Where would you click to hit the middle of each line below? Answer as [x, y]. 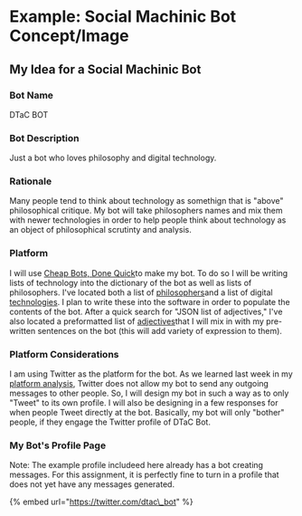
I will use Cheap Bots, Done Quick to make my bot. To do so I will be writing [149, 272]
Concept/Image [69, 36]
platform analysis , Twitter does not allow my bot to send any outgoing [139, 384]
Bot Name [32, 95]
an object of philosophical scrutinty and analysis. [100, 230]
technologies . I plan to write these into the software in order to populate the [150, 301]
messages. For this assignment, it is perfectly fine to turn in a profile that [144, 475]
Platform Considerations [64, 354]
